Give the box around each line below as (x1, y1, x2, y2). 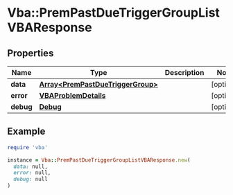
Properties (7, 47, 54, 59)
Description (164, 68, 205, 77)
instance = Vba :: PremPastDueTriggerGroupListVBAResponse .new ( (7, 156, 191, 164)
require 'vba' (7, 144, 49, 151)
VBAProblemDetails (39, 91, 106, 100)
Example (7, 126, 46, 137)
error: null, (13, 169, 51, 176)
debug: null (13, 176, 49, 183)
